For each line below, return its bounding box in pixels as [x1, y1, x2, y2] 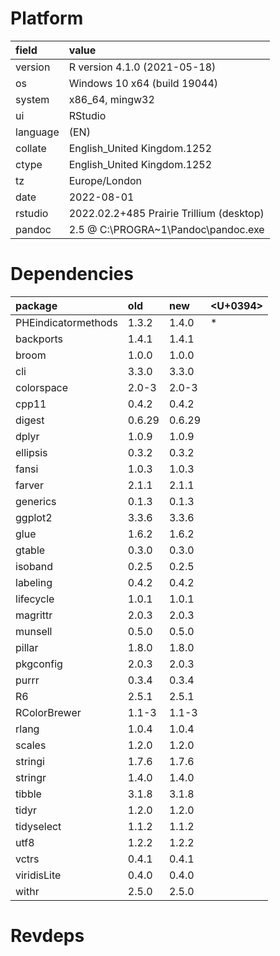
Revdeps [10, 925, 85, 947]
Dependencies [10, 263, 134, 286]
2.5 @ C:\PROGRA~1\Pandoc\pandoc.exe [68, 222, 265, 236]
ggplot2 [15, 510, 53, 524]
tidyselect [15, 819, 62, 833]
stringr [15, 770, 47, 784]
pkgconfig [15, 657, 63, 671]
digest [15, 413, 45, 427]
